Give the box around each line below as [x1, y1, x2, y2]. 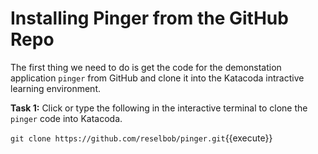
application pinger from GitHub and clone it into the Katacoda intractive [10, 72, 305, 84]
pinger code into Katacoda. [10, 112, 123, 124]
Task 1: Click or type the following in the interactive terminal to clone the [10, 102, 308, 114]
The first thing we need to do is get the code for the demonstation [10, 61, 282, 73]
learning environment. [10, 82, 101, 94]
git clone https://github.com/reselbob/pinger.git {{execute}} [10, 132, 273, 144]
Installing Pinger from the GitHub [10, 7, 289, 30]
